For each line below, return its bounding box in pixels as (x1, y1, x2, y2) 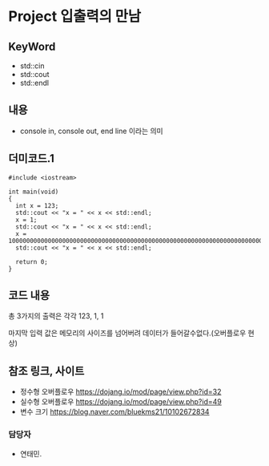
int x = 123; (15, 201, 59, 209)
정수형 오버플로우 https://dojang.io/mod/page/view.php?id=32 (19, 387, 222, 397)
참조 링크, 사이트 (8, 364, 85, 378)
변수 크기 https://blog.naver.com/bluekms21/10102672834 (19, 407, 210, 417)
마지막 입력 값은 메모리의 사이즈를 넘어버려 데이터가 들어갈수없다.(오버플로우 (8, 328, 247, 338)
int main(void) (8, 188, 59, 196)
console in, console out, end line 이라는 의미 (19, 126, 163, 136)
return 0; (15, 257, 48, 265)
